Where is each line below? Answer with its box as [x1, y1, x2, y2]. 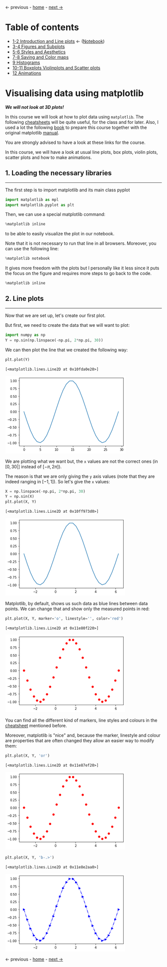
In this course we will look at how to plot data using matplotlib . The [5, 113, 144, 119]
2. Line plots [5, 294, 44, 303]
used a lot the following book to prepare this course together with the [5, 124, 147, 130]
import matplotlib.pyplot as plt [5, 202, 75, 207]
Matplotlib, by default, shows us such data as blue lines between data [5, 601, 148, 607]
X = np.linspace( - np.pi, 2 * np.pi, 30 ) [5, 489, 85, 494]
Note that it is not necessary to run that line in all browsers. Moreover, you [5, 240, 157, 246]
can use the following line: [5, 246, 59, 252]
